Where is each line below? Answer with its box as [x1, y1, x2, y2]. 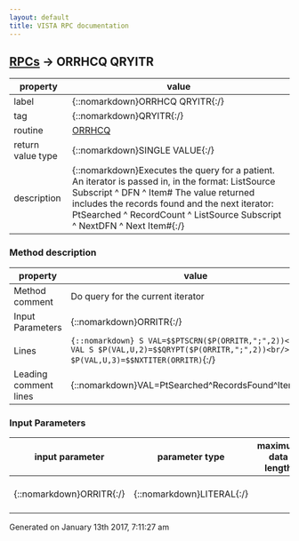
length [263, 461, 293, 473]
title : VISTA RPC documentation [9, 21, 129, 30]
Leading [13, 368, 48, 380]
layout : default [9, 12, 69, 22]
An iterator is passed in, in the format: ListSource [72, 175, 276, 187]
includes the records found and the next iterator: [72, 197, 274, 210]
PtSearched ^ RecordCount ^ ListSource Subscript [72, 209, 282, 221]
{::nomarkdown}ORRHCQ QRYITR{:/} [72, 95, 225, 107]
